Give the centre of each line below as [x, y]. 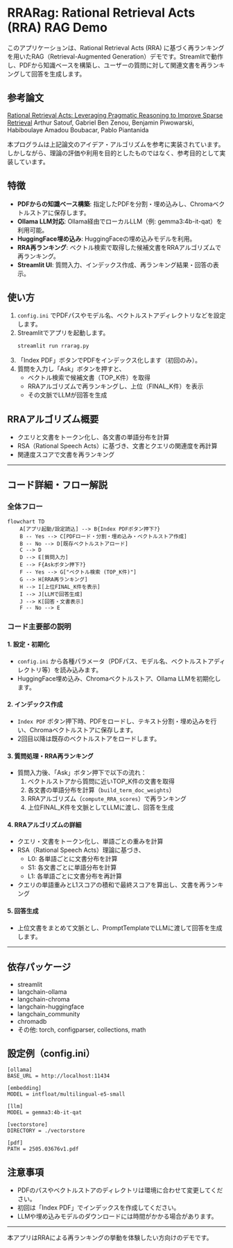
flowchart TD [26, 521]
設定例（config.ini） [51, 1053]
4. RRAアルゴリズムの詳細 [44, 824]
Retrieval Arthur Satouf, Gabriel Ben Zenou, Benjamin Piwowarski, [101, 123]
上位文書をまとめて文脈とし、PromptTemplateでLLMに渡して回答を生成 [120, 928]
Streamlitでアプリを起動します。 [63, 333]
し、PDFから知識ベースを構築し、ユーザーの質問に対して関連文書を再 [107, 65]
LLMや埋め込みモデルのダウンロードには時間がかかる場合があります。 [117, 1217]
